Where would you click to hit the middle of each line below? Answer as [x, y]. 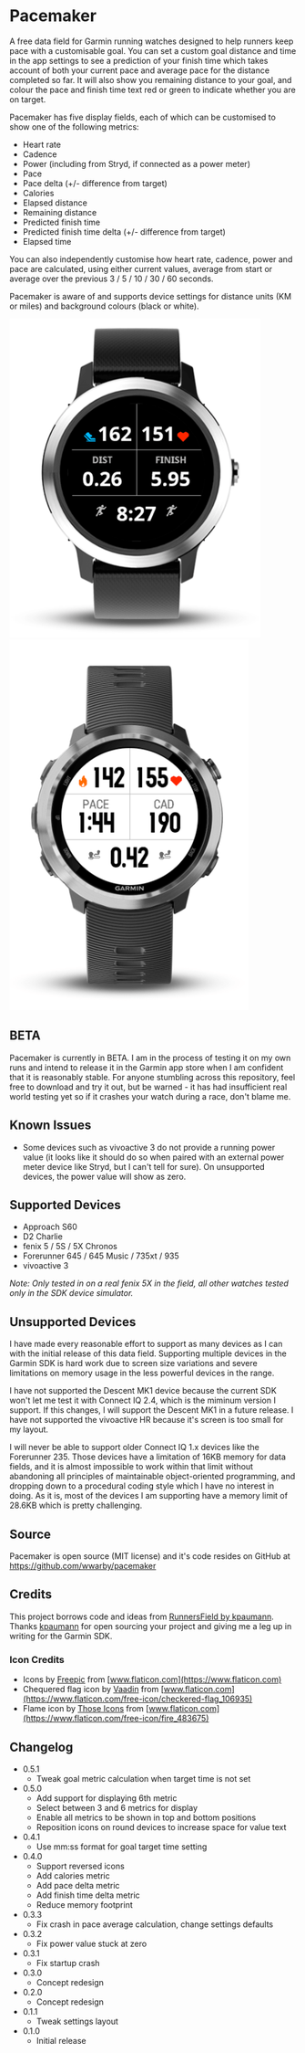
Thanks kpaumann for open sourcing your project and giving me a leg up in [151, 1626]
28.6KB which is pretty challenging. [76, 1506]
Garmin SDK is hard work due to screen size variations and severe [133, 1363]
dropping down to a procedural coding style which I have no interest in [142, 1486]
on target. [28, 99]
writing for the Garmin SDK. [61, 1636]
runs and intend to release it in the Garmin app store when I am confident [147, 1067]
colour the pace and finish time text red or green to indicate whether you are [152, 89]
